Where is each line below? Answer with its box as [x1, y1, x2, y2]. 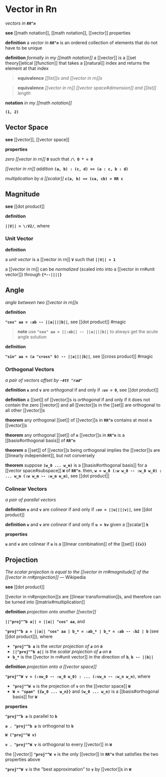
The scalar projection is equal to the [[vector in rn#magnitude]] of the [5, 569, 149, 575]
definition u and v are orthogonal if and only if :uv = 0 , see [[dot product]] [5, 386, 159, 393]
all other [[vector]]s [5, 407, 45, 413]
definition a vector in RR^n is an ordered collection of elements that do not [5, 39, 157, 46]
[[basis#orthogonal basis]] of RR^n [5, 437, 76, 443]
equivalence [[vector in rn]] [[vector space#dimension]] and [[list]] [17, 84, 156, 91]
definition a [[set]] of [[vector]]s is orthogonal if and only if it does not [5, 397, 150, 403]
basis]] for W [12, 694, 37, 700]
